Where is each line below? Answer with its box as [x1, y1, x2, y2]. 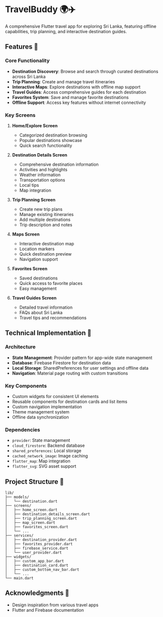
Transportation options [19, 177, 66, 183]
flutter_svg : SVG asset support [12, 463, 76, 469]
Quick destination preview [19, 251, 72, 257]
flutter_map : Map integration [12, 458, 71, 464]
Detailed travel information [19, 304, 73, 310]
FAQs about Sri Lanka [19, 309, 63, 315]
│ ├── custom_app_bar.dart [5, 559, 64, 564]
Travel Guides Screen [12, 295, 57, 300]
